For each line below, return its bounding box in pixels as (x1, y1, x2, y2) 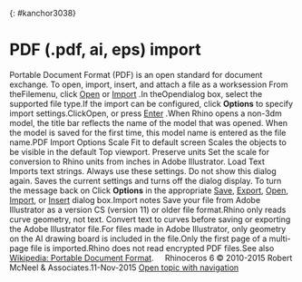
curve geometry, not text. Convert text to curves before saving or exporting (9, 213, 291, 225)
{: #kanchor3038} (9, 8, 77, 18)
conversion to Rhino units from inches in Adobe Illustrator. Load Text (9, 156, 266, 167)
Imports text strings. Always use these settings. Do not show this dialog (9, 165, 277, 176)
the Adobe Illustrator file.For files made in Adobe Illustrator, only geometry (9, 223, 287, 234)
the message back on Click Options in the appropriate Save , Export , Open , (9, 185, 288, 196)
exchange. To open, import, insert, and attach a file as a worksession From (9, 79, 288, 90)
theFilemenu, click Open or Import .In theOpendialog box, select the (9, 88, 263, 99)
